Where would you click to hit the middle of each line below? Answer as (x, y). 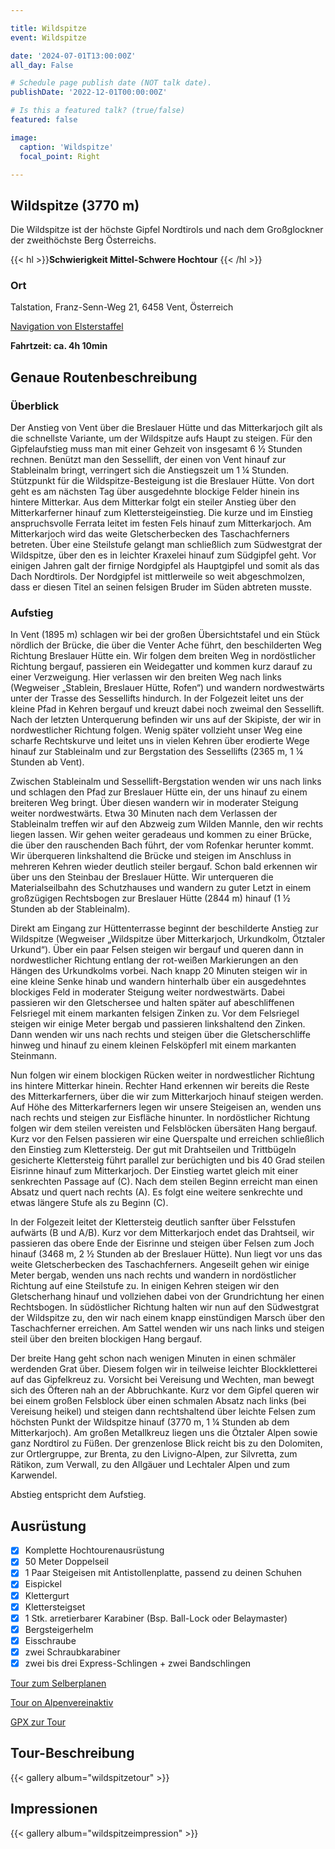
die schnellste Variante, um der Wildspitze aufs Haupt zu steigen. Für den (161, 438)
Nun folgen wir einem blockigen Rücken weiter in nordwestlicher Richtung (162, 1075)
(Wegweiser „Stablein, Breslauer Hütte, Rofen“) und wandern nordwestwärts (167, 688)
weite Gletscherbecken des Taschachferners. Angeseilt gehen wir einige (160, 1265)
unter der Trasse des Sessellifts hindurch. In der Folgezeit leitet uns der (157, 698)
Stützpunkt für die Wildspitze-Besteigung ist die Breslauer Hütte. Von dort (162, 481)
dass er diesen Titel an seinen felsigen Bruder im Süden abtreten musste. (161, 587)
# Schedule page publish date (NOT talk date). (111, 83)
